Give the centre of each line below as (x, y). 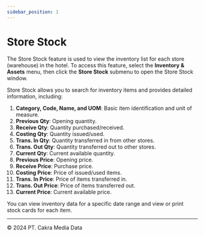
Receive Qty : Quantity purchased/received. (70, 127)
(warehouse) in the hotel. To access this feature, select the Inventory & (96, 65)
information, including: (35, 96)
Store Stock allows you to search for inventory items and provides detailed (100, 90)
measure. (28, 114)
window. (17, 78)
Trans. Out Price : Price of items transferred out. (75, 185)
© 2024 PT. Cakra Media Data (44, 228)
